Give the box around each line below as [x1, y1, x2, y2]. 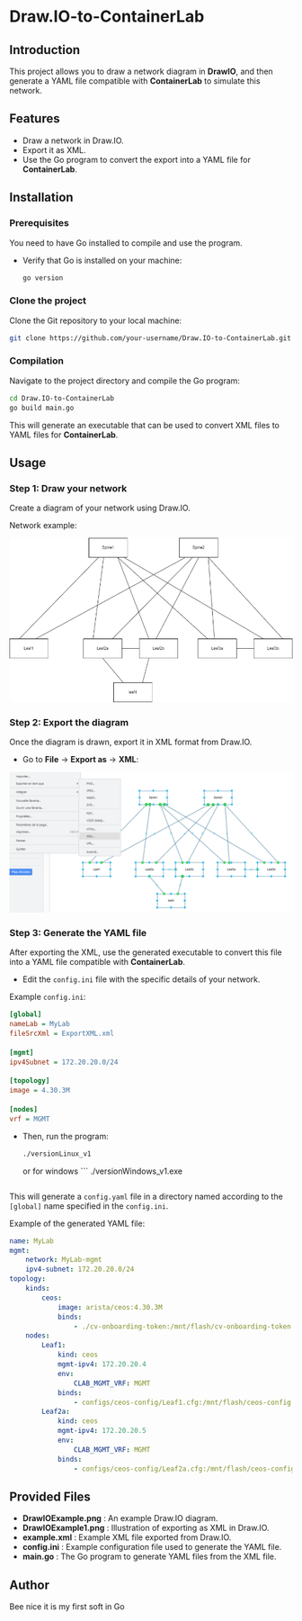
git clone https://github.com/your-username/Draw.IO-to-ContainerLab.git [9, 333, 292, 343]
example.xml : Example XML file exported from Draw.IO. [22, 1532, 232, 1543]
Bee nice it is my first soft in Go [9, 1601, 125, 1612]
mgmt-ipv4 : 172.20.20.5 [57, 1427, 147, 1436]
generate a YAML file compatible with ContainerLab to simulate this [9, 76, 261, 86]
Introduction [9, 42, 81, 58]
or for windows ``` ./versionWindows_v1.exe [22, 1166, 182, 1176]
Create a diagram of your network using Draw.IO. [9, 502, 191, 514]
